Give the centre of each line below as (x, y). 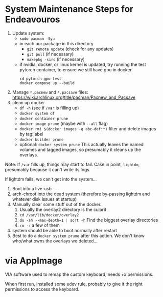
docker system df (37, 113)
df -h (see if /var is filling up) (49, 108)
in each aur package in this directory (57, 43)
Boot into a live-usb (32, 188)
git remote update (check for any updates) (70, 49)
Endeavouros (33, 19)
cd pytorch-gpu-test (40, 79)
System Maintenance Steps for (69, 9)
